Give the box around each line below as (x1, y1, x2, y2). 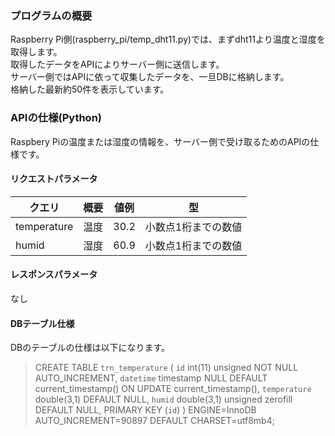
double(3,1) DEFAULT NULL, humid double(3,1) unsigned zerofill (34, 393, 293, 406)
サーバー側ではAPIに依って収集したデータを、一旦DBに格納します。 (10, 71, 290, 83)
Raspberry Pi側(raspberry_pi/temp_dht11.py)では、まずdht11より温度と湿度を (10, 33, 326, 46)
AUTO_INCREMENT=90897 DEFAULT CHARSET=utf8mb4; (34, 415, 275, 427)
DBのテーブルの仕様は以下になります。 (10, 342, 171, 354)
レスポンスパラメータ (10, 268, 98, 281)
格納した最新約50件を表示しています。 (10, 83, 170, 96)
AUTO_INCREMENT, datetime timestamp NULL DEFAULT (34, 372, 268, 384)
